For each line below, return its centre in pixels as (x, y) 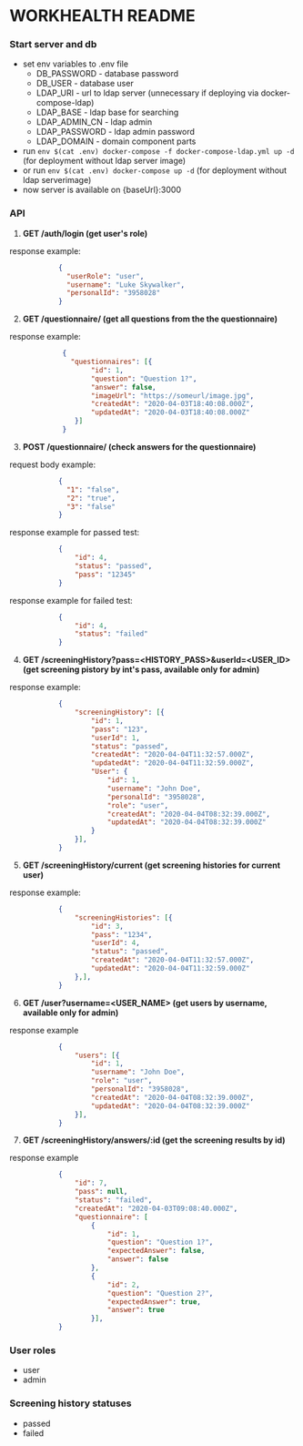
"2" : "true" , (91, 498)
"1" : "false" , (93, 489)
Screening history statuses (71, 1403)
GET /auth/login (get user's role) (85, 233)
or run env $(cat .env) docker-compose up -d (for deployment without (155, 170)
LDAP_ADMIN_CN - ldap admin (94, 122)
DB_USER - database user (85, 84)
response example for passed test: (74, 533)
